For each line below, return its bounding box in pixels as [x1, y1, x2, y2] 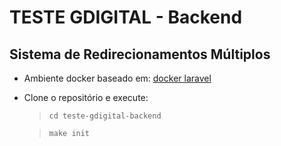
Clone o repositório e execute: [23, 92, 149, 103]
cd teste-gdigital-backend [48, 111, 162, 121]
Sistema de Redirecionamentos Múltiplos [9, 46, 271, 63]
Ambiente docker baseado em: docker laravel [23, 72, 212, 84]
